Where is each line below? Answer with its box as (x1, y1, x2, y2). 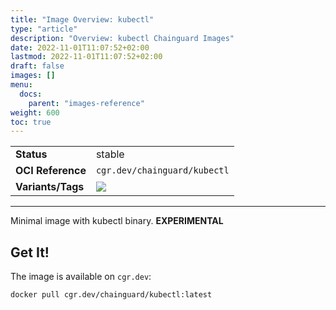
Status (15, 147, 48, 161)
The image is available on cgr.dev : (10, 271, 152, 283)
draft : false (10, 61, 65, 71)
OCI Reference (15, 164, 87, 178)
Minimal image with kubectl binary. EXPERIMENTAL (10, 215, 224, 227)
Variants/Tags (15, 180, 85, 194)
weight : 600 (10, 107, 60, 118)
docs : (19, 89, 43, 99)
